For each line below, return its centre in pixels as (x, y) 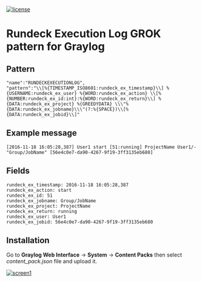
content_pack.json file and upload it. (52, 261)
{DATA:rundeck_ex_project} (40, 104)
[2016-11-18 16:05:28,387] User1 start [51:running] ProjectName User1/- (102, 147)
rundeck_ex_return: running (42, 211)
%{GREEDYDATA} (95, 104)
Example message (42, 133)
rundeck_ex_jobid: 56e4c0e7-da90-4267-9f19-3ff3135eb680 (80, 222)
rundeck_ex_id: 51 (29, 195)
